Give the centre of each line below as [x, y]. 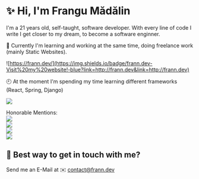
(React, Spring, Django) [35, 89]
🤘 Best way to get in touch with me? [73, 155]
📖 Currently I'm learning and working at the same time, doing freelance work [100, 45]
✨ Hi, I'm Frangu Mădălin [68, 11]
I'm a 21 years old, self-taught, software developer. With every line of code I [99, 27]
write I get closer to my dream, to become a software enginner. [83, 34]
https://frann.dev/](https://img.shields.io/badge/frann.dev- [81, 63]
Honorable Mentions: [32, 112]
